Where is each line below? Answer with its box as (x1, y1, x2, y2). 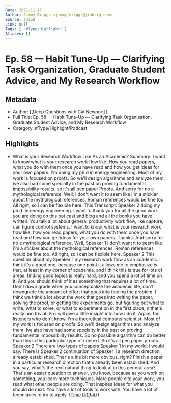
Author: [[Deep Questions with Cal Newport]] (12, 109, 108, 115)
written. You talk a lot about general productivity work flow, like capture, (12, 218, 164, 224)
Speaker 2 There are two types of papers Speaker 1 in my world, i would (12, 343, 164, 349)
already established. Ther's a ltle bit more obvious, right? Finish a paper (12, 354, 163, 360)
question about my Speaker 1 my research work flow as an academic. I (12, 256, 161, 262)
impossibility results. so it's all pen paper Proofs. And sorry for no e (12, 186, 154, 192)
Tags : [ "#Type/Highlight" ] (5, 27, 67, 32)
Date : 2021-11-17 (5, 7, 42, 13)
